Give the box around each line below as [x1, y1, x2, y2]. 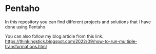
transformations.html [5, 43, 47, 49]
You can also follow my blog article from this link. [5, 33, 104, 39]
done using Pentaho [5, 24, 45, 29]
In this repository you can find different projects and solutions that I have [5, 19, 151, 25]
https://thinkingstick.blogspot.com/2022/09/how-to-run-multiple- [5, 38, 137, 44]
